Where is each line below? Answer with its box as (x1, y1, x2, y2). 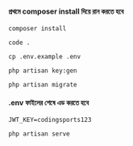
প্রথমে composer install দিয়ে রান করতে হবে (8, 6, 124, 16)
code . (8, 39, 31, 47)
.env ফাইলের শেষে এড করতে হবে (8, 97, 89, 107)
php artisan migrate (8, 81, 78, 89)
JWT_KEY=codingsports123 (8, 116, 92, 124)
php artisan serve (8, 130, 70, 138)
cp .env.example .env (8, 53, 81, 61)
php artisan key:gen (8, 67, 78, 75)
